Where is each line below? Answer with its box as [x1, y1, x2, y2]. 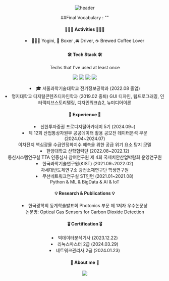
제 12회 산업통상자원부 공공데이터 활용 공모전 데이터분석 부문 [28, 129, 148, 136]
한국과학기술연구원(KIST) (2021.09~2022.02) [42, 160, 134, 166]
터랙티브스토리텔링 [38, 100, 75, 106]
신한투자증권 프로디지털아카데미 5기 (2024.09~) [40, 123, 136, 129]
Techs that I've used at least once [49, 65, 120, 71]
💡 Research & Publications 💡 [54, 190, 115, 197]
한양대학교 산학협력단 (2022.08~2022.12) [46, 148, 130, 154]
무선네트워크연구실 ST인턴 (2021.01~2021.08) [42, 173, 134, 179]
